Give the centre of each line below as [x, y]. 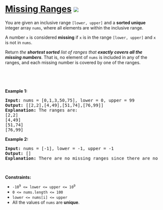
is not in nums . [19, 42]
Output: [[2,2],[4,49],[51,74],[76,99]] [54, 105]
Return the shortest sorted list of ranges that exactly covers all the [74, 52]
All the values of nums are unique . [46, 202]
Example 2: [17, 139]
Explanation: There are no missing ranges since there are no [81, 158]
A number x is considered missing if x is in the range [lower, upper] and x [81, 37]
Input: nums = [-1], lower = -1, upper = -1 [60, 148]
